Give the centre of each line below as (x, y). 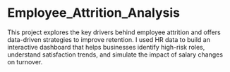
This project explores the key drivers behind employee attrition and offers (114, 32)
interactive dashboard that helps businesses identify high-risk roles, (106, 47)
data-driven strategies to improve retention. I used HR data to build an (109, 39)
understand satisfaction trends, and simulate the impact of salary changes (115, 55)
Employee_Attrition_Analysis (94, 13)
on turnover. (25, 62)
